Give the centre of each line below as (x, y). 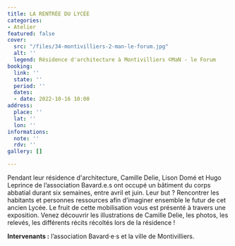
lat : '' (25, 118)
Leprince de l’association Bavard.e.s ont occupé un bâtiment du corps (109, 185)
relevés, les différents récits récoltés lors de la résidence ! (91, 222)
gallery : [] (25, 152)
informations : (28, 132)
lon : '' (25, 125)
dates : (23, 92)
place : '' (28, 112)
